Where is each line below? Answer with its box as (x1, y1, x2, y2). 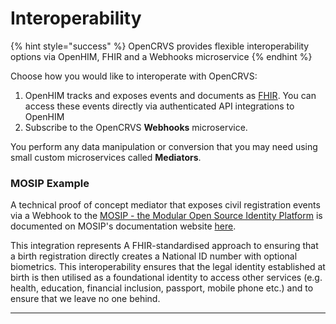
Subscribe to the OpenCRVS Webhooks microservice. (24, 121, 248, 133)
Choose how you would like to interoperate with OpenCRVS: (10, 70, 258, 82)
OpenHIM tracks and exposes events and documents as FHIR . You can (24, 89, 317, 101)
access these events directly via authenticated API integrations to (24, 100, 295, 112)
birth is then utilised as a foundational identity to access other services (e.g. (10, 272, 323, 284)
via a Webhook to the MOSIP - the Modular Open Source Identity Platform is (10, 210, 323, 222)
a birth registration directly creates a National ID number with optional (10, 250, 298, 262)
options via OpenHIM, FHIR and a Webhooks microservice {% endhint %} (10, 50, 313, 62)
